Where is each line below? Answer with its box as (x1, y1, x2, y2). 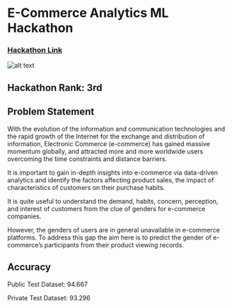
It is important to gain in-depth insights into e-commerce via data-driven (7, 168, 218, 177)
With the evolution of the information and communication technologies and (7, 124, 226, 133)
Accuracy (7, 261, 52, 273)
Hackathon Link (7, 45, 62, 55)
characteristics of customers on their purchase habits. (7, 183, 166, 191)
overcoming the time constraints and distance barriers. (7, 154, 168, 163)
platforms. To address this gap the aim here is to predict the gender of (7, 233, 212, 242)
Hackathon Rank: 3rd (7, 81, 103, 93)
